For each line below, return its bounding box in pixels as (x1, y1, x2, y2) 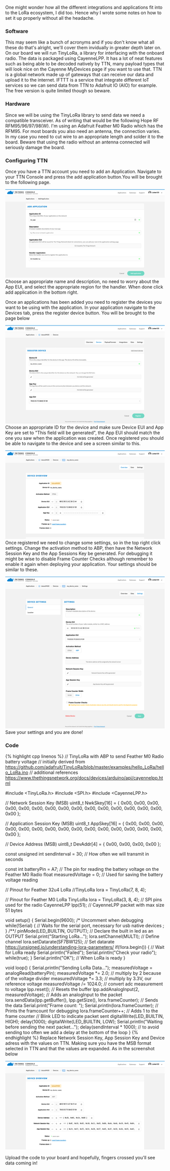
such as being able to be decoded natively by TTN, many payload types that (5, 61, 164, 67)
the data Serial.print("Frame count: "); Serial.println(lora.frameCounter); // (5, 1003, 158, 1009)
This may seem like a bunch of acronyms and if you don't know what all (5, 39, 154, 45)
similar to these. (5, 566, 39, 573)
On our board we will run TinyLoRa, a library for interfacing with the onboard (5, 50, 164, 56)
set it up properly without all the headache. (5, 15, 95, 21)
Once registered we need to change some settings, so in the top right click (5, 540, 161, 546)
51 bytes (5, 907, 23, 913)
